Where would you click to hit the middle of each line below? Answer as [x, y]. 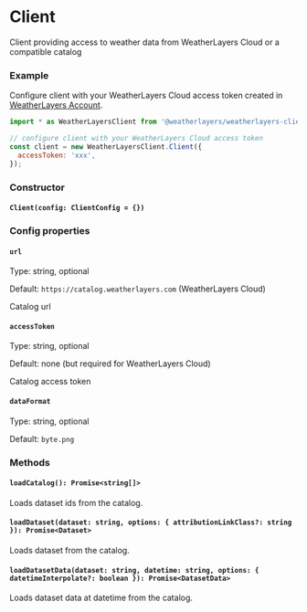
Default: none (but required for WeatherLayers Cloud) [111, 364]
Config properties [50, 231]
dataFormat [30, 402]
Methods [30, 462]
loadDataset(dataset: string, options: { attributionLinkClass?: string [151, 522]
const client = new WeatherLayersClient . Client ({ [106, 147]
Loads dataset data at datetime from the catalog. [101, 598]
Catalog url [31, 307]
